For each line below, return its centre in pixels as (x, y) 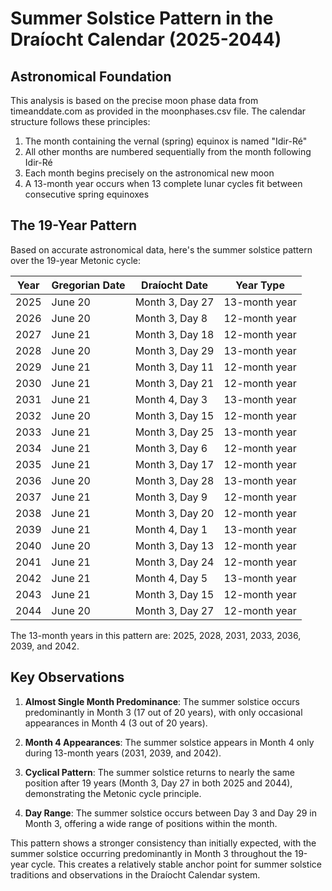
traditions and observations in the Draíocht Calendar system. (135, 874)
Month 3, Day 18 (174, 334)
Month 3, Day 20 (174, 513)
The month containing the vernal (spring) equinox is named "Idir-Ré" (166, 141)
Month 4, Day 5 (171, 578)
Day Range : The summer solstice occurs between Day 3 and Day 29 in (170, 813)
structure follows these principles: (80, 121)
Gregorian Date (88, 285)
